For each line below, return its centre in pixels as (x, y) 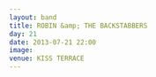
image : (21, 50)
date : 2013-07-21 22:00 (53, 42)
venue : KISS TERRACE (47, 58)
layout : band (33, 17)
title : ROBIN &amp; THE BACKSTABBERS (78, 26)
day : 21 (23, 34)
